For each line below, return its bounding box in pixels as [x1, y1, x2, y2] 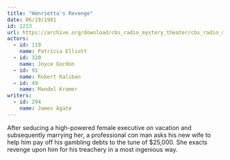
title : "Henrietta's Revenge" [7, 10, 94, 17]
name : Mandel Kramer [19, 86, 78, 93]
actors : [7, 35, 29, 42]
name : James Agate [19, 105, 72, 112]
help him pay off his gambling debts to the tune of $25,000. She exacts [7, 138, 207, 146]
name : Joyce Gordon [19, 61, 75, 67]
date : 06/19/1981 [7, 16, 57, 23]
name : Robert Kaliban [19, 73, 81, 80]
